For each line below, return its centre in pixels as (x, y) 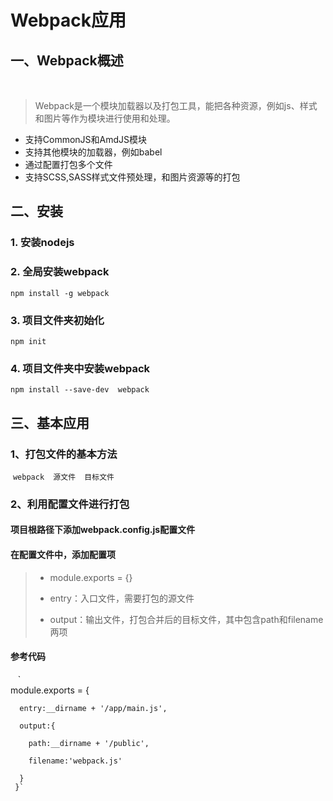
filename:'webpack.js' (75, 761)
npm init (28, 341)
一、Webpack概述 (67, 60)
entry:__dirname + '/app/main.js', (93, 708)
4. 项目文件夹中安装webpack (80, 368)
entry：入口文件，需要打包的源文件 (122, 598)
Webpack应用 (68, 20)
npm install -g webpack (60, 293)
